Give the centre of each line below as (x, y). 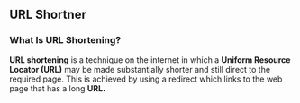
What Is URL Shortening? (65, 40)
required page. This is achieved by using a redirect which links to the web (146, 79)
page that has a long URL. (58, 88)
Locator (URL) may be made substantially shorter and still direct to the (140, 69)
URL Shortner (48, 15)
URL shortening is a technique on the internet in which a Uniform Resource (150, 60)
